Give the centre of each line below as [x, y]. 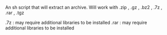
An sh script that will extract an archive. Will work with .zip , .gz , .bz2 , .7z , [84, 7]
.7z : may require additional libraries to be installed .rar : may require [76, 23]
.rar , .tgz [15, 13]
